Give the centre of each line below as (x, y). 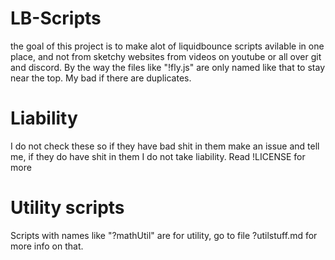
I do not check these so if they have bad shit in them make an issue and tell (165, 146)
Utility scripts (67, 208)
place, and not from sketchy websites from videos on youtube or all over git (166, 56)
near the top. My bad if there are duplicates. (101, 78)
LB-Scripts (56, 18)
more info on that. (47, 246)
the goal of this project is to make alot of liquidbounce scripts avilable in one (167, 46)
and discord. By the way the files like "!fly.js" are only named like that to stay (168, 67)
